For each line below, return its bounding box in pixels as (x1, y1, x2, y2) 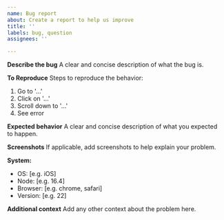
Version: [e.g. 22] (17, 192, 67, 200)
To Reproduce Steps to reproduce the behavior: (7, 74, 143, 82)
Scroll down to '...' (17, 102, 68, 110)
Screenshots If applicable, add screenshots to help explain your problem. (7, 143, 216, 151)
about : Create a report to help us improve (7, 16, 134, 23)
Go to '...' (17, 87, 43, 96)
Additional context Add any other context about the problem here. (7, 205, 196, 213)
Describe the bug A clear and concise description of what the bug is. (7, 60, 204, 69)
